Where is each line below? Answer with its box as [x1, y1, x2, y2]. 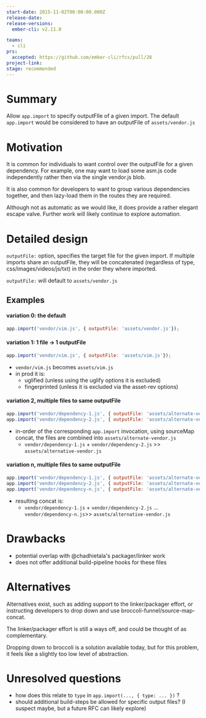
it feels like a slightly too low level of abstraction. [6, 650, 129, 657]
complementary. [6, 632, 48, 639]
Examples [6, 295, 45, 305]
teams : [6, 37, 23, 44]
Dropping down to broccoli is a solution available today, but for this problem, [6, 643, 199, 651]
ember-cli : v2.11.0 [12, 26, 62, 32]
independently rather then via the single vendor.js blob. [6, 174, 146, 181]
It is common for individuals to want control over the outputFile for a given [6, 161, 193, 168]
